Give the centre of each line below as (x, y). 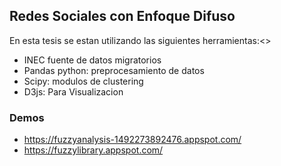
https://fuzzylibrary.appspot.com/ (93, 150)
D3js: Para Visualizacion (73, 91)
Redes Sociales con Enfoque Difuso (122, 16)
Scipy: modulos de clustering (83, 81)
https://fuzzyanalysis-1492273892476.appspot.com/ (132, 140)
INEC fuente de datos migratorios (92, 60)
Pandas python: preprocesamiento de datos (114, 70)
